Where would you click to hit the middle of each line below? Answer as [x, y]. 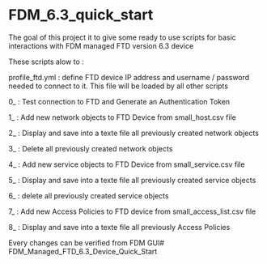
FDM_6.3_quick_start [81, 15]
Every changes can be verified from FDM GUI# [86, 243]
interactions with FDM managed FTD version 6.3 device [101, 45]
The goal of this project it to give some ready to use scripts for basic [122, 37]
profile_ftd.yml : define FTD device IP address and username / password [129, 77]
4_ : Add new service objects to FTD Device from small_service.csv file [127, 164]
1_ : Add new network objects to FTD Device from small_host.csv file [122, 117]
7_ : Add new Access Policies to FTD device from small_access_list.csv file [132, 211]
